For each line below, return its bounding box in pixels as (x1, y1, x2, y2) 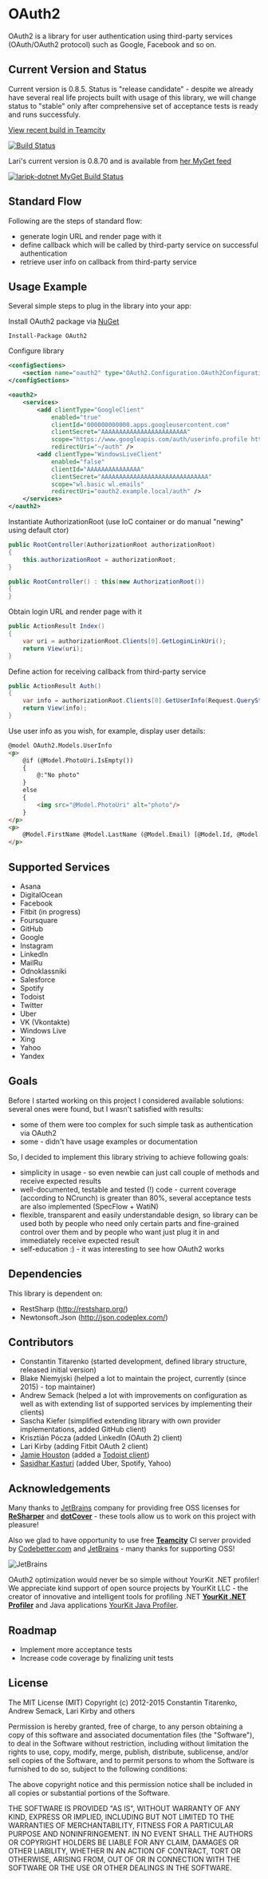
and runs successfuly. (8, 109, 81, 119)
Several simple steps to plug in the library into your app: (8, 301, 191, 311)
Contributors (8, 1336, 74, 1349)
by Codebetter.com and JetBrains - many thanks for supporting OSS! (8, 1544, 235, 1554)
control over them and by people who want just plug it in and (19, 1227, 219, 1236)
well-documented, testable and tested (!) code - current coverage (19, 1184, 237, 1194)
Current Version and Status (8, 63, 148, 77)
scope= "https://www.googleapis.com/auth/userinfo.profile (50, 436, 248, 444)
